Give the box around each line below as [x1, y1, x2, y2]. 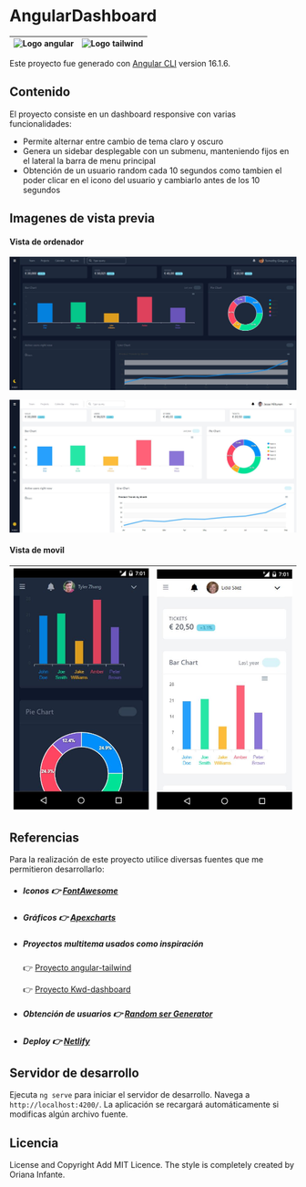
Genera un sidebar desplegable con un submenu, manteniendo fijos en [22, 145, 290, 156]
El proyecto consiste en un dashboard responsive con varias [9, 108, 237, 119]
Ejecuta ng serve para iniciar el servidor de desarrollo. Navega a [9, 1089, 250, 1100]
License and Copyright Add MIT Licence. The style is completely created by [9, 1160, 294, 1171]
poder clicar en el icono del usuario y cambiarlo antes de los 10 [22, 174, 260, 185]
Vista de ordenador [9, 236, 85, 247]
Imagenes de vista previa [9, 211, 155, 226]
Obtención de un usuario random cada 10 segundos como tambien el [22, 165, 282, 176]
